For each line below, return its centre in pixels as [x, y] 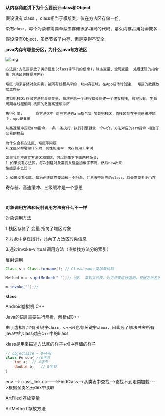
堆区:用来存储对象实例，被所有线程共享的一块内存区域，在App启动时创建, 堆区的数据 [81, 84]
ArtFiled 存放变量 [23, 398]
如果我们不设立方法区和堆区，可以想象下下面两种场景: [52, 158]
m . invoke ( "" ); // [22, 287]
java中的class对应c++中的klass [37, 333]
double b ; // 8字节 [35, 367]
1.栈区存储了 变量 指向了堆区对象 [38, 228]
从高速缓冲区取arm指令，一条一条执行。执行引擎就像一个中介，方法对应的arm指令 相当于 [82, 128]
